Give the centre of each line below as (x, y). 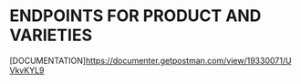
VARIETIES (51, 35)
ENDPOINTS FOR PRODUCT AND (135, 16)
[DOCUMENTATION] (48, 60)
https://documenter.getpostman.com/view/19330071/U (188, 60)
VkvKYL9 (27, 70)
